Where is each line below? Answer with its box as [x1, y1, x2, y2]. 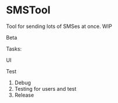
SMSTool [6, 3, 51, 17]
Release [14, 91, 34, 98]
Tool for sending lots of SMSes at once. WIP [6, 23, 112, 30]
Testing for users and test [14, 85, 77, 92]
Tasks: [6, 45, 22, 52]
